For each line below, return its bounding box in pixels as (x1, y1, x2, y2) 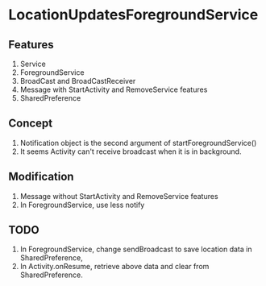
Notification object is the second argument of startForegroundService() (19, 138, 257, 147)
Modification (8, 170, 74, 184)
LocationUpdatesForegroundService (8, 6, 259, 24)
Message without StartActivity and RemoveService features (19, 191, 219, 201)
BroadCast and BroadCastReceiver (19, 77, 136, 85)
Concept (8, 117, 53, 131)
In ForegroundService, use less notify (19, 200, 145, 209)
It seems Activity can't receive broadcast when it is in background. (19, 147, 242, 156)
